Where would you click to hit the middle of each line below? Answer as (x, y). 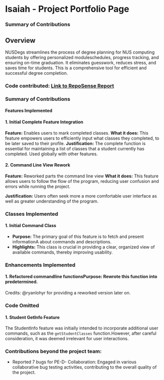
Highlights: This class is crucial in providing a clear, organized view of (83, 247)
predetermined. (21, 282)
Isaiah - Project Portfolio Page (67, 9)
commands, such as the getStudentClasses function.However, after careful (81, 333)
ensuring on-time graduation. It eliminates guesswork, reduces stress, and (81, 62)
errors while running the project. (38, 186)
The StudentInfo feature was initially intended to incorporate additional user (82, 328)
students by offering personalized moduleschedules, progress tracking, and (82, 57)
